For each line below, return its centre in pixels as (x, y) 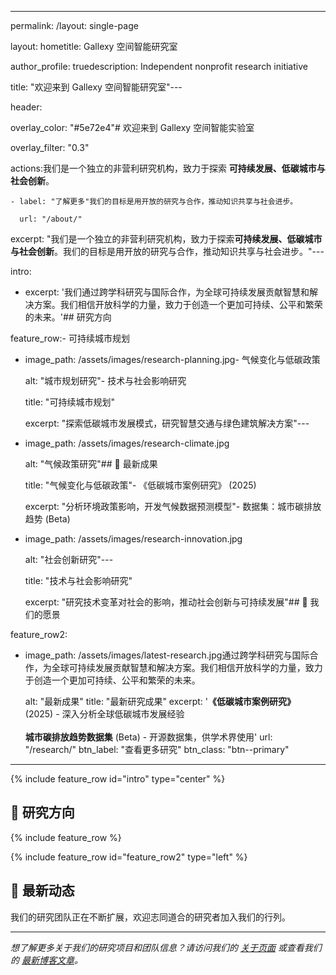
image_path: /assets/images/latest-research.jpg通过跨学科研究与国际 (167, 655)
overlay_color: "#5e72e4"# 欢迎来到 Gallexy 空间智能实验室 (132, 127)
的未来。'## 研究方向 (68, 317)
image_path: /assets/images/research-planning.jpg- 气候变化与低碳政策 (172, 359)
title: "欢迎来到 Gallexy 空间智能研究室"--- (96, 87)
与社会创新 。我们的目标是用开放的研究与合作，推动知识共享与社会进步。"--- (167, 251)
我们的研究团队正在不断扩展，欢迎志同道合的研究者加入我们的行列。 (150, 917)
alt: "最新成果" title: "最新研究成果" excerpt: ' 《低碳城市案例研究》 (160, 701)
